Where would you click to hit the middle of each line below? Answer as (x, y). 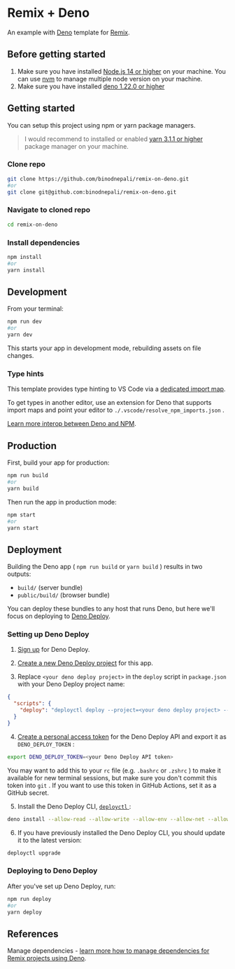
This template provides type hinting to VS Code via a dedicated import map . (116, 389)
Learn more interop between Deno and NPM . (72, 424)
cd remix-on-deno (33, 225)
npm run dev (24, 322)
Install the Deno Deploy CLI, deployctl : (74, 806)
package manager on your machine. (77, 146)
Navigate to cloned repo (49, 210)
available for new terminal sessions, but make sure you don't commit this (112, 777)
